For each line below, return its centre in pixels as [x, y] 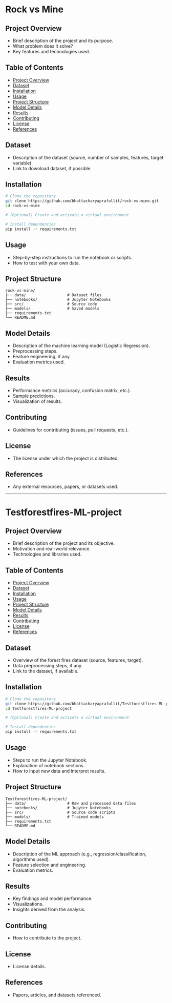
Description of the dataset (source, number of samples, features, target [88, 157]
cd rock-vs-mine [23, 206]
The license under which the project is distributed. [66, 458]
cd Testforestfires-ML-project [39, 708]
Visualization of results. [37, 401]
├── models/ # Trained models [55, 817]
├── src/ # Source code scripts [60, 812]
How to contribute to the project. [47, 938]
